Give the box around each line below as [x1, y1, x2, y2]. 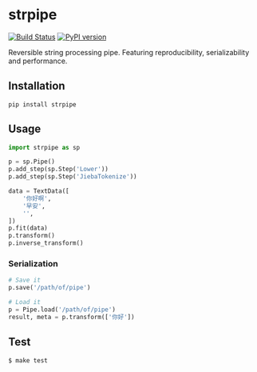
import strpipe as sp [8, 143, 81, 151]
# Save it [8, 276, 42, 285]
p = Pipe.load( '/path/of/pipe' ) [8, 306, 116, 314]
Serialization [8, 258, 58, 269]
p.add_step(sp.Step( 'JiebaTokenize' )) [8, 173, 137, 181]
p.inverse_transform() [8, 239, 84, 247]
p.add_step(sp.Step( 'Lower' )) [8, 166, 109, 174]
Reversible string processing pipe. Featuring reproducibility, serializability [8, 47, 250, 57]
